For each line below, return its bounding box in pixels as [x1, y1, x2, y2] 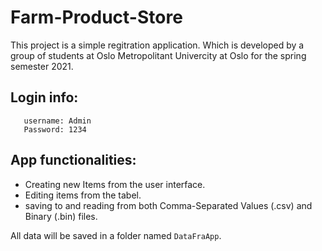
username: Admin [23, 116, 92, 126]
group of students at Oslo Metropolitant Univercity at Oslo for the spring [10, 49, 307, 61]
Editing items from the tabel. [24, 189, 142, 201]
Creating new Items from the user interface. [24, 178, 206, 190]
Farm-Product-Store [10, 6, 183, 29]
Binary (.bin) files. [24, 210, 98, 222]
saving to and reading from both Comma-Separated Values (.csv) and [24, 199, 313, 211]
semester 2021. [10, 60, 74, 72]
